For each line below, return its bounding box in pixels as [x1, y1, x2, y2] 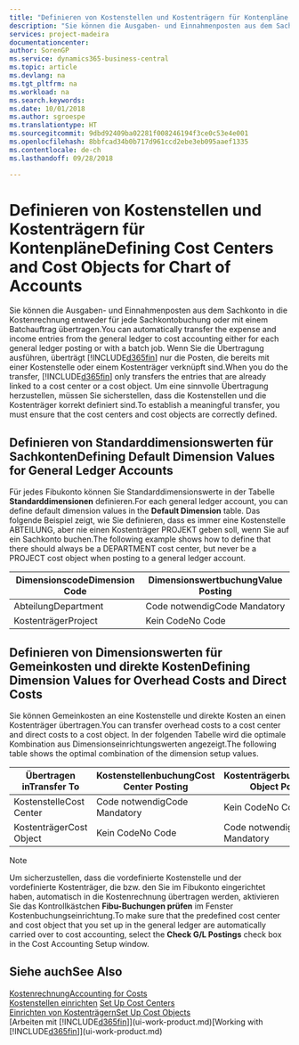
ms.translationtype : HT [9, 121, 98, 130]
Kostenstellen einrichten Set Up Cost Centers [9, 997, 175, 1008]
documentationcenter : [9, 37, 90, 47]
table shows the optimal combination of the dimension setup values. [9, 748, 260, 759]
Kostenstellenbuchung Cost [96, 770, 215, 782]
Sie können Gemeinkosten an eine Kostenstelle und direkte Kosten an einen [9, 710, 287, 722]
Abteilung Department [13, 600, 104, 613]
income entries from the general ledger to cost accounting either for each [9, 333, 279, 344]
